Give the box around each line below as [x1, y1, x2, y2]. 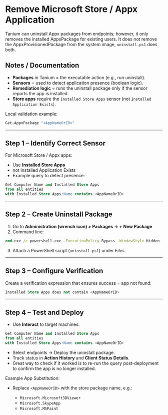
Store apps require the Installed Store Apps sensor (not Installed [12, 96, 151, 102]
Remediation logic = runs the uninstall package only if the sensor [12, 85, 147, 91]
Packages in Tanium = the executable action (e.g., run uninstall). [12, 74, 146, 81]
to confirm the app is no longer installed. [12, 365, 96, 371]
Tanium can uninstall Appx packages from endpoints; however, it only [5, 31, 148, 37]
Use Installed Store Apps [12, 162, 65, 168]
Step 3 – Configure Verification [5, 267, 103, 275]
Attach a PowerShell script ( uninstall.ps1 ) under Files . [12, 247, 126, 253]
